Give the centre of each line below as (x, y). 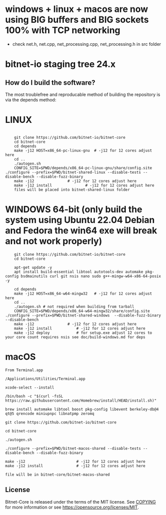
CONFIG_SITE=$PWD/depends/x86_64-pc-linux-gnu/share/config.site (83, 168)
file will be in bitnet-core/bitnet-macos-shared (58, 474)
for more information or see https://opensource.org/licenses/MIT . (72, 507)
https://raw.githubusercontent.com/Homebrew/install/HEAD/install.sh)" (81, 401)
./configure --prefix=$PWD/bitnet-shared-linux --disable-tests (73, 172)
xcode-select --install (30, 387)
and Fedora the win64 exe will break (81, 231)
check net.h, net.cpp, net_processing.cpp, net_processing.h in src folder (87, 44)
